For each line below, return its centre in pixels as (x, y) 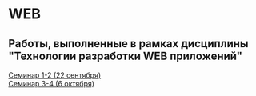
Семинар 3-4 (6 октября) (51, 84)
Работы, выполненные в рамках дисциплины (128, 44)
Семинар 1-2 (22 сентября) (55, 75)
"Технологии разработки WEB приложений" (125, 56)
